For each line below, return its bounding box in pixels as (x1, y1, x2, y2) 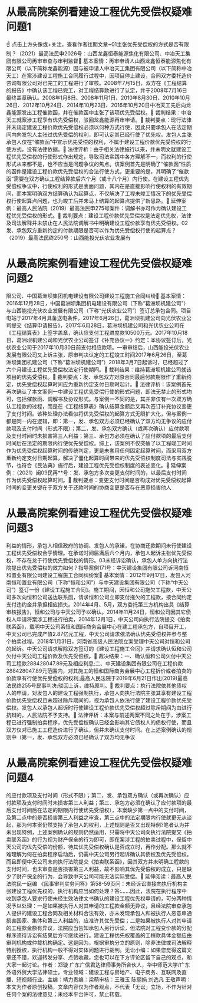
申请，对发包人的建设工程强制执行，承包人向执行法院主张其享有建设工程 (16, 689, 192, 696)
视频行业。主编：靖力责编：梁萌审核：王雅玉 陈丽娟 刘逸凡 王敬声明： (21, 976, 192, 983)
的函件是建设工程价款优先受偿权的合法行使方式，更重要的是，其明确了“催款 (6, 167, 190, 174)
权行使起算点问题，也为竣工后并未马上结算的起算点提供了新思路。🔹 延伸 (6, 197, 181, 204)
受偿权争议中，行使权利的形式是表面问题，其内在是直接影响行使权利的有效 (6, 182, 187, 189)
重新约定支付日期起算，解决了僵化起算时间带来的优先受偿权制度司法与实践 (6, 454, 187, 461)
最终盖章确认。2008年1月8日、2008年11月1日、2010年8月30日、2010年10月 (6, 94, 190, 101)
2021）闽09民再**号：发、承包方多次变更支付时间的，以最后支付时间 (18, 469, 187, 476)
